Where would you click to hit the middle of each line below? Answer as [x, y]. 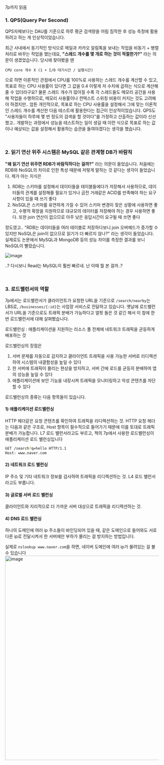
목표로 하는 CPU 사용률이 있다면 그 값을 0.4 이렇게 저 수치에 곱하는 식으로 [75, 86]
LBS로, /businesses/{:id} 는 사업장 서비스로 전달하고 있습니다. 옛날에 [72, 306]
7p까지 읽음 [16, 7]
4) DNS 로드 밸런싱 [23, 518]
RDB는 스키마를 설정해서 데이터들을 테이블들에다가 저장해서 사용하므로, [80, 186]
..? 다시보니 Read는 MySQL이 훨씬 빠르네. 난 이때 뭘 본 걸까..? [64, 265]
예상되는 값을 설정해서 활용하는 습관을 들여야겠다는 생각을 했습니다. [78, 129]
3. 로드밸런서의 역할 [27, 289]
